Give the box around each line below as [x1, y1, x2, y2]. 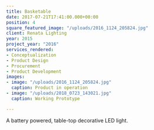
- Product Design [6, 57, 49, 63]
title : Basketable [6, 8, 51, 15]
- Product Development [6, 69, 62, 74]
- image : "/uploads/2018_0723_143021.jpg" [6, 90, 112, 96]
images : [6, 74, 25, 80]
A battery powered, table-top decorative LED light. [6, 117, 128, 124]
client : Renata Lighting [6, 30, 67, 36]
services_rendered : [6, 47, 54, 53]
